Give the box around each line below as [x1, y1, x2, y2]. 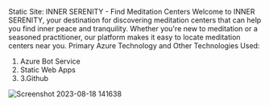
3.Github [19, 74, 49, 83]
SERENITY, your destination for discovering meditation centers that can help [8, 15, 262, 25]
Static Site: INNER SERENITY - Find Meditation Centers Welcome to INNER [8, 7, 255, 16]
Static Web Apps [19, 65, 77, 75]
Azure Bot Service [19, 56, 81, 66]
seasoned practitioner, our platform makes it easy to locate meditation [8, 32, 241, 42]
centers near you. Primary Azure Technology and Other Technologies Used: [8, 41, 260, 51]
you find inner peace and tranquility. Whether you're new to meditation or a [8, 24, 258, 33]
